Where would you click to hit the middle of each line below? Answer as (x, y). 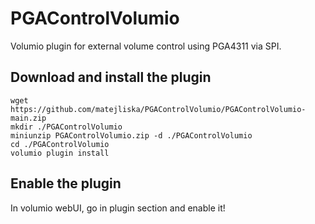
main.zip (28, 118)
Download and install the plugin (111, 77)
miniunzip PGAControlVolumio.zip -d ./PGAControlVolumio (131, 135)
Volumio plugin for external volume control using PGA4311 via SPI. (146, 46)
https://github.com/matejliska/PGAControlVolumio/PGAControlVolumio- (158, 109)
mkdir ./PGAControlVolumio (66, 127)
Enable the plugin (66, 183)
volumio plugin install (60, 153)
